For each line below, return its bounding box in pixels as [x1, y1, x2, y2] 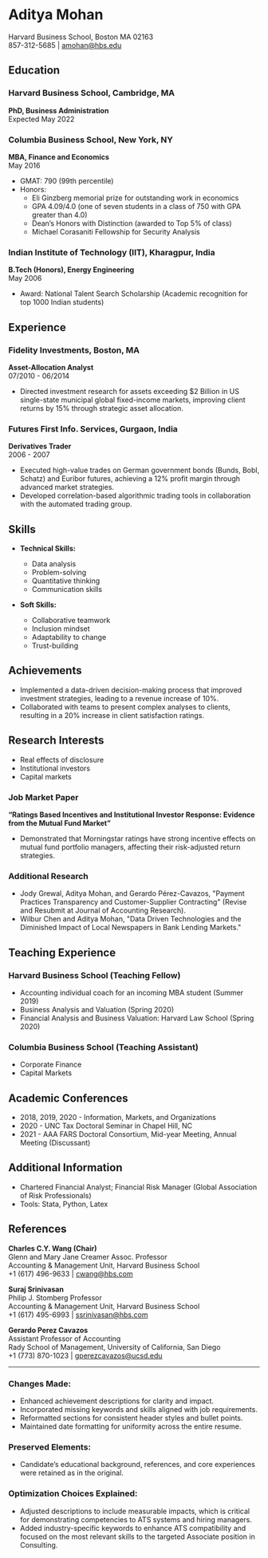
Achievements [8, 664, 82, 677]
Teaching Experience [8, 945, 116, 959]
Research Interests [8, 734, 104, 747]
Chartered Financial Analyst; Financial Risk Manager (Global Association [19, 1182, 258, 1192]
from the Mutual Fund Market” [8, 818, 112, 827]
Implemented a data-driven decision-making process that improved [19, 684, 242, 695]
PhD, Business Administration [8, 105, 109, 115]
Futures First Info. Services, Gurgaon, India [8, 423, 178, 434]
